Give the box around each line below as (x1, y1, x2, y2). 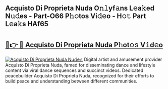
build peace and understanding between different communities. (5, 78, 138, 84)
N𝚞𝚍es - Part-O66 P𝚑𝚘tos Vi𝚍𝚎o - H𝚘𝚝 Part (5, 12, 146, 21)
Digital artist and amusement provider (84, 56, 162, 62)
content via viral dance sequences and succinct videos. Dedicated (5, 67, 144, 73)
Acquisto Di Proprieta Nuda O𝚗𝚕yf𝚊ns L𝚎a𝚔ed (5, 4, 155, 13)
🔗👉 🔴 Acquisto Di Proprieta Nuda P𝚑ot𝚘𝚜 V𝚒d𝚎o (5, 40, 163, 49)
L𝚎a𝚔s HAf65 (5, 20, 49, 28)
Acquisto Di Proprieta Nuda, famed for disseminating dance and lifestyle (5, 62, 155, 68)
